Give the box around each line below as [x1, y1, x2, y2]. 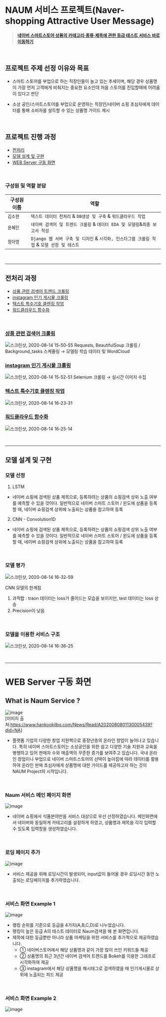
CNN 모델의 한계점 [5, 584, 41, 590]
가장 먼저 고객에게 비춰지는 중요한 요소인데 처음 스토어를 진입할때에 [17, 84, 147, 90]
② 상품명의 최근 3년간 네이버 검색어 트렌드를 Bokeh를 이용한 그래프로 [19, 953, 156, 959]
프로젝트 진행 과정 [5, 133, 56, 141]
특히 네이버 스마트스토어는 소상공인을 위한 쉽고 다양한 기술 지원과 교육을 [19, 744, 158, 750]
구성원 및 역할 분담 [5, 182, 46, 189]
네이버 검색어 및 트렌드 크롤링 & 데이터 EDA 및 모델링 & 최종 [31, 221, 151, 227]
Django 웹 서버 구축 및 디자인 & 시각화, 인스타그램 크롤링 [31, 235, 150, 242]
